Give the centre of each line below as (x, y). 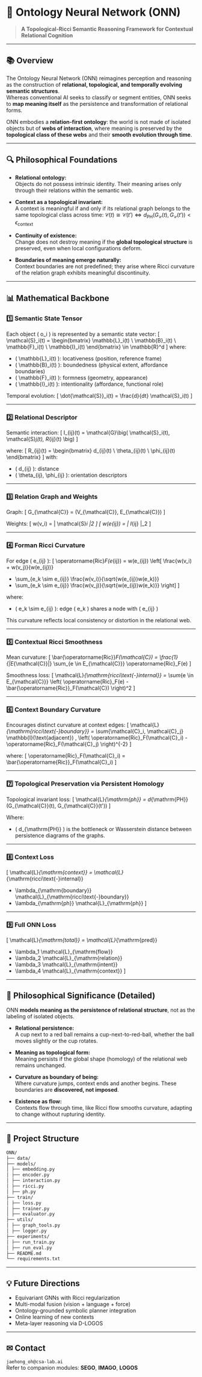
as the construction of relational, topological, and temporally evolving (94, 84)
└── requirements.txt (33, 1259)
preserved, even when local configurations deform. (78, 249)
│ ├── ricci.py (25, 1186)
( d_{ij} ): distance (37, 469)
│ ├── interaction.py (33, 1181)
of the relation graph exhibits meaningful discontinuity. (82, 273)
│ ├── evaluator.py (31, 1214)
